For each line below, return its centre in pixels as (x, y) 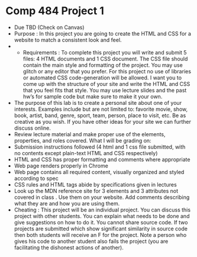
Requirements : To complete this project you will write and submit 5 (105, 52)
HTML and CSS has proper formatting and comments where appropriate (102, 159)
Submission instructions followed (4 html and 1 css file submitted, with (100, 147)
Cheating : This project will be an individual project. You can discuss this (102, 210)
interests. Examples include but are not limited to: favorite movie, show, (101, 109)
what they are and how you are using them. (67, 203)
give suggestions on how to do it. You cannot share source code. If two (101, 222)
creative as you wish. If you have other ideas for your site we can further (103, 121)
